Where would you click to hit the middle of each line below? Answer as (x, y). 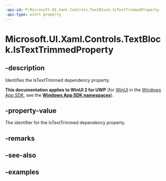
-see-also (21, 155)
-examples (22, 172)
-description (25, 68)
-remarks (20, 138)
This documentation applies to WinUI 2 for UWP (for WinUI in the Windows (83, 90)
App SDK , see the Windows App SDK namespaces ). (59, 95)
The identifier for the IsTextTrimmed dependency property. (65, 123)
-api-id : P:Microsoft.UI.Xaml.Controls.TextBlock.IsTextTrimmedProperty (82, 10)
